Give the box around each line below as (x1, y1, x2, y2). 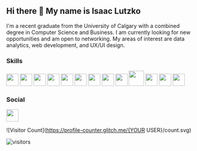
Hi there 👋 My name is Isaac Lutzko (6, 6, 141, 16)
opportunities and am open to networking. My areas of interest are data (6, 35, 185, 42)
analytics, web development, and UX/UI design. (6, 41, 125, 49)
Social (6, 95, 25, 104)
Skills (6, 56, 23, 65)
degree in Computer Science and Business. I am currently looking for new (6, 29, 191, 36)
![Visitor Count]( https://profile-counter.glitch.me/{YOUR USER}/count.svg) (6, 127, 192, 134)
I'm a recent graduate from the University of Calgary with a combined (6, 22, 180, 29)
